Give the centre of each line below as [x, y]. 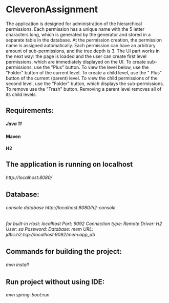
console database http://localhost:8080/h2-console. [61, 208]
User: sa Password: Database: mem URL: [50, 229]
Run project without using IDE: [55, 282]
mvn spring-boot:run [28, 295]
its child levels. [22, 94]
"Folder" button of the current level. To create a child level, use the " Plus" [84, 72]
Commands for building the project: [64, 251]
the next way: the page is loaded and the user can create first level [76, 56]
